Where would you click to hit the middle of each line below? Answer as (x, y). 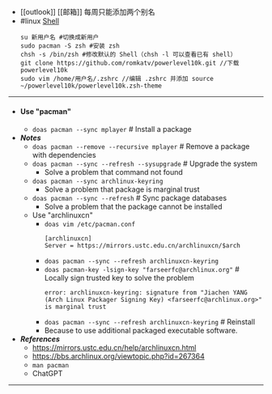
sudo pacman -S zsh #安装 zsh (70, 46)
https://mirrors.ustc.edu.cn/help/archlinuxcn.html (114, 348)
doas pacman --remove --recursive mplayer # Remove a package (141, 146)
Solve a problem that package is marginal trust (122, 189)
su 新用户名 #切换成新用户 (59, 37)
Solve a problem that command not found (114, 172)
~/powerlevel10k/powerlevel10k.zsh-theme (91, 86)
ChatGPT (47, 374)
